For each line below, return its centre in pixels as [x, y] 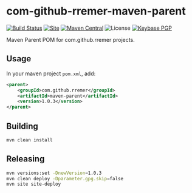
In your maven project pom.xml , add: [51, 73]
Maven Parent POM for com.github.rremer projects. [70, 39]
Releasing [26, 159]
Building [22, 126]
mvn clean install [29, 140]
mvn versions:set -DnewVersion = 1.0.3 [54, 173]
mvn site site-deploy [34, 184]
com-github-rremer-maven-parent [96, 11]
